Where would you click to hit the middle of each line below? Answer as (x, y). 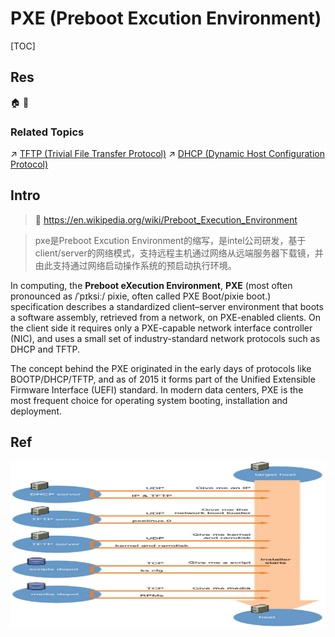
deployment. (36, 411)
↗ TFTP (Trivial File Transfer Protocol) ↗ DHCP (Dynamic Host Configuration (167, 154)
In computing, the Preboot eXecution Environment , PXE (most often (151, 285)
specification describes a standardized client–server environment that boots (167, 306)
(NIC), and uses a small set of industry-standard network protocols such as (165, 338)
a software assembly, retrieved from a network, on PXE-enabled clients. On (166, 317)
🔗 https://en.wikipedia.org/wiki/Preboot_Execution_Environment (166, 219)
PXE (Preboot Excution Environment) (166, 18)
